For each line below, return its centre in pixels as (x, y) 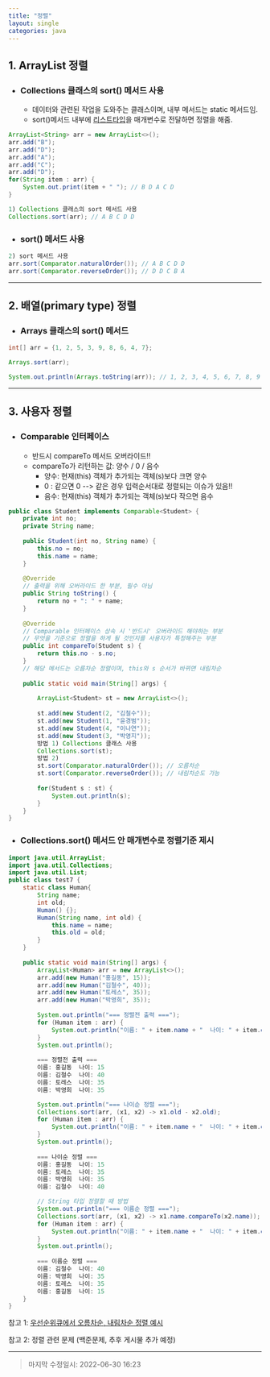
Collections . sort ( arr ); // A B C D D (72, 217)
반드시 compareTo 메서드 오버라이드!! (91, 455)
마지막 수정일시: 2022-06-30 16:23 (84, 1365)
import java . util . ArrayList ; (57, 858)
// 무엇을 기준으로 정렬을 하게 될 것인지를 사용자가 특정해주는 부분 (120, 639)
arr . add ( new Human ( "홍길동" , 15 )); (94, 977)
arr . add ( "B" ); (32, 142)
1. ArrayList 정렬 (48, 65)
